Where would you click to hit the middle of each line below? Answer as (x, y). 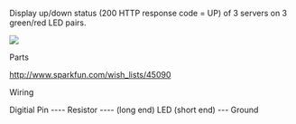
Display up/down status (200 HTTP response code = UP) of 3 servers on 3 (148, 13)
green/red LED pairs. (48, 23)
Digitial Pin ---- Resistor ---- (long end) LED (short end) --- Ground (134, 110)
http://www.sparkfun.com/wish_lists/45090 (90, 75)
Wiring (22, 92)
